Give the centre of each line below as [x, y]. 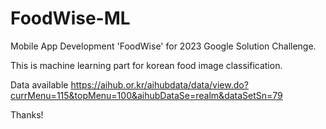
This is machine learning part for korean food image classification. [146, 65]
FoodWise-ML [70, 18]
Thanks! [27, 114]
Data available [39, 84]
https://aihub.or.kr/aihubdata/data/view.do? [159, 84]
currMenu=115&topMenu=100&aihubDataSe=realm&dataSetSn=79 [146, 95]
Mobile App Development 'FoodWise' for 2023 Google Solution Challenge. [163, 46]
